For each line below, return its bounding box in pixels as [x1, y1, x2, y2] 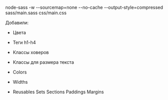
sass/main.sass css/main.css [5, 10, 67, 16]
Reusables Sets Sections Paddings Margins [12, 89, 104, 95]
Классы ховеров [12, 49, 50, 55]
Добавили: [5, 20, 29, 26]
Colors [12, 69, 27, 75]
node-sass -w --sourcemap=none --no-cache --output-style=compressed [5, 5, 163, 10]
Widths [12, 79, 28, 85]
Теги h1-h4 [12, 39, 36, 45]
